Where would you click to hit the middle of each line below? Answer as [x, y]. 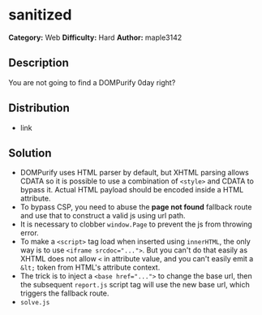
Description [39, 63]
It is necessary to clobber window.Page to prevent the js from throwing [136, 224]
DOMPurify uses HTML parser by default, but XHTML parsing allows [134, 173]
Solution [30, 153]
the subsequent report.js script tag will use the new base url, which [135, 285]
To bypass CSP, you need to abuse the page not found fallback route [136, 207]
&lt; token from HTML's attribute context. [90, 268]
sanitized [40, 15]
